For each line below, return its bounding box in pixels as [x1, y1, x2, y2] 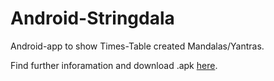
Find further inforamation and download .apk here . [10, 59, 218, 71]
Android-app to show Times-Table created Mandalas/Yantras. [10, 40, 265, 52]
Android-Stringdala [10, 7, 175, 30]
